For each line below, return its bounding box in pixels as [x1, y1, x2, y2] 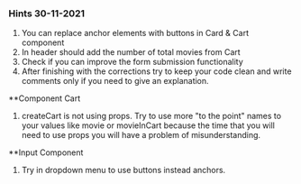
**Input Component [8, 147, 84, 158]
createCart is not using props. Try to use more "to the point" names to [21, 111, 281, 122]
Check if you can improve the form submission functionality [21, 57, 244, 68]
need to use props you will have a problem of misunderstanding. [21, 130, 261, 141]
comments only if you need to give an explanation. [21, 76, 209, 87]
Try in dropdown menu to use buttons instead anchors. [21, 165, 226, 176]
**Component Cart [8, 93, 81, 104]
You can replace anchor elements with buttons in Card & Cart [21, 28, 250, 39]
